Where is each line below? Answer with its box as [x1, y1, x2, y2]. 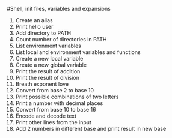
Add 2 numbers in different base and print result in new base [15, 125, 167, 132]
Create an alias [15, 17, 53, 23]
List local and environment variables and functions [15, 49, 141, 56]
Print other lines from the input [15, 119, 92, 125]
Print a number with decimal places [15, 100, 103, 107]
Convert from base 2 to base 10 [15, 87, 94, 94]
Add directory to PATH [15, 29, 72, 37]
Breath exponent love [15, 80, 69, 88]
